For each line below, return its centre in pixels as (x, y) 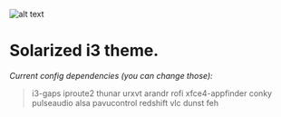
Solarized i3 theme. (84, 51)
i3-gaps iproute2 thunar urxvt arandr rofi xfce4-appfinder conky (152, 93)
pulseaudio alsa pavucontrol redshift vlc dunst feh (125, 102)
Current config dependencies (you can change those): (111, 75)
